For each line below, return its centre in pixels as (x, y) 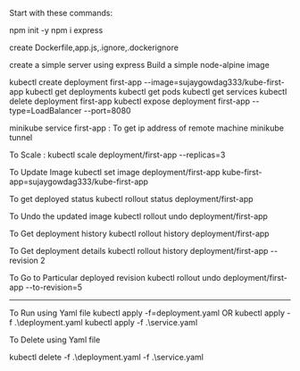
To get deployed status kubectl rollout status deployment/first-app (131, 199)
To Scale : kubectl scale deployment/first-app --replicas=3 (117, 155)
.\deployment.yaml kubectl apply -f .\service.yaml (106, 322)
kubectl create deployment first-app (76, 82)
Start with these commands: (61, 13)
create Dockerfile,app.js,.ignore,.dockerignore (94, 47)
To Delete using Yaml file (55, 340)
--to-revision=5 (54, 287)
